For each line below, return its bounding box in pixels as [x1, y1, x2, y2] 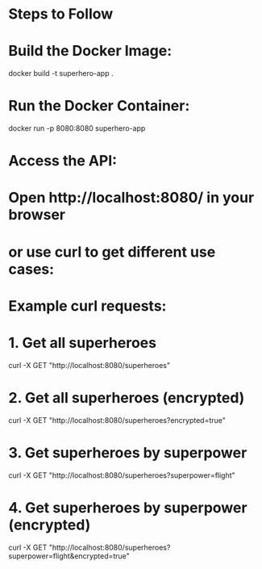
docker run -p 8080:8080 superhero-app [8, 123, 146, 133]
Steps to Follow [8, 5, 114, 23]
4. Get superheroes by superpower [8, 498, 247, 517]
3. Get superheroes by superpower [8, 443, 247, 462]
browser [8, 206, 66, 224]
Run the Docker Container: [8, 97, 190, 115]
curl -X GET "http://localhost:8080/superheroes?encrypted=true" [8, 415, 226, 425]
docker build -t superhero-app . [8, 69, 114, 78]
